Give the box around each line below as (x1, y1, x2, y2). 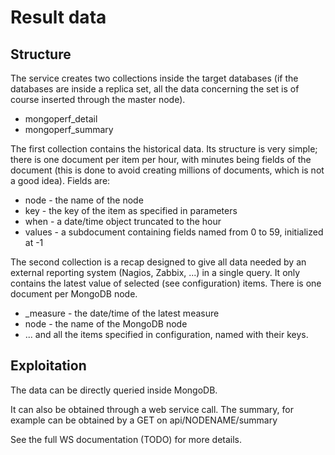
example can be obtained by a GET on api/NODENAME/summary (10, 414, 278, 426)
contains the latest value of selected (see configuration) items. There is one (10, 277, 322, 289)
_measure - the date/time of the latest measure (24, 307, 220, 319)
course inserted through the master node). (10, 94, 186, 105)
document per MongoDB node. (10, 288, 138, 300)
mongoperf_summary (24, 124, 114, 135)
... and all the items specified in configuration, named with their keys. (24, 329, 309, 340)
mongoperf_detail (24, 113, 98, 125)
